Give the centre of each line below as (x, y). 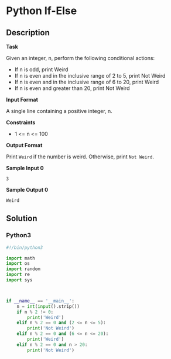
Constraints (21, 122)
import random (23, 269)
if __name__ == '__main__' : (40, 301)
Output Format (24, 145)
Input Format (22, 99)
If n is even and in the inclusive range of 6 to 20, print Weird (87, 82)
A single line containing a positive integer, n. (59, 111)
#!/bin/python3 (25, 247)
